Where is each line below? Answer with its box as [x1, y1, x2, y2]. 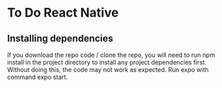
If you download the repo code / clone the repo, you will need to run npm [7, 51, 216, 59]
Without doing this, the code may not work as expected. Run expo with [7, 66, 209, 73]
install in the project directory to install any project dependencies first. [7, 58, 207, 67]
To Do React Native [7, 5, 119, 21]
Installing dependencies [7, 33, 113, 44]
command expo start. [7, 73, 68, 81]
